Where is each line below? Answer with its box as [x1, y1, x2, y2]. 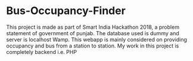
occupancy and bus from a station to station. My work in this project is [6, 42, 179, 49]
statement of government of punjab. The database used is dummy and [6, 29, 180, 36]
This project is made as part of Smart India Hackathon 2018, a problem [6, 23, 180, 30]
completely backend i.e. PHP [6, 48, 77, 55]
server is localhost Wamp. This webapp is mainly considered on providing [6, 36, 188, 43]
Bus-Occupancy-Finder [6, 4, 126, 18]
